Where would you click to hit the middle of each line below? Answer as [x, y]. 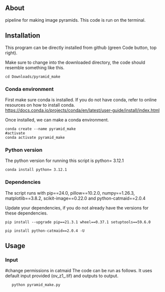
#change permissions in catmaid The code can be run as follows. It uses [79, 271]
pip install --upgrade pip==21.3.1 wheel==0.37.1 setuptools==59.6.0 [78, 222]
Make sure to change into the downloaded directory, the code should [75, 62]
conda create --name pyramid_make [41, 129]
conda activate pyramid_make [35, 137]
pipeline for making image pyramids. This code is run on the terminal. [75, 20]
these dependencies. [27, 213]
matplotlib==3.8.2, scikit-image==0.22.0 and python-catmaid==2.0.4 [75, 198]
